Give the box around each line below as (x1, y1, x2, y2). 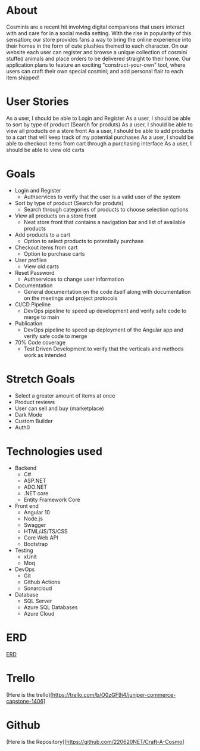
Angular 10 (23, 508, 51, 516)
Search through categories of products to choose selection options (23, 206, 189, 213)
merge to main (23, 314, 60, 321)
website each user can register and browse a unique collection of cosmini (6, 48, 187, 55)
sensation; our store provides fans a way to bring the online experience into (6, 36, 192, 43)
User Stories (6, 95, 69, 108)
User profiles (14, 256, 47, 263)
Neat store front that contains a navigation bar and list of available (23, 218, 186, 225)
